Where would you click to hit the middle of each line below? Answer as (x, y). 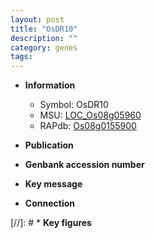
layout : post (37, 19)
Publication (49, 145)
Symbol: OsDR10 (74, 105)
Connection (49, 203)
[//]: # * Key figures (51, 223)
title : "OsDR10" (44, 29)
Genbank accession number (84, 165)
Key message (53, 184)
